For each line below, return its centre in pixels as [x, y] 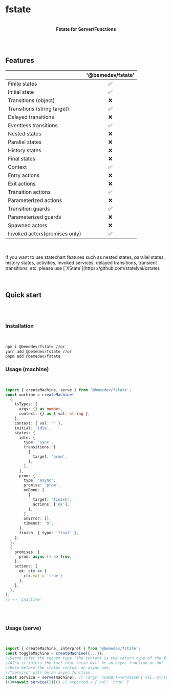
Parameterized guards [35, 217]
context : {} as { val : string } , [55, 414]
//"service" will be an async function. [49, 673]
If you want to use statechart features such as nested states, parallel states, [85, 257]
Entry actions [24, 175]
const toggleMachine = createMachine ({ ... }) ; [55, 654]
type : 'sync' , [39, 442]
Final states [22, 158]
